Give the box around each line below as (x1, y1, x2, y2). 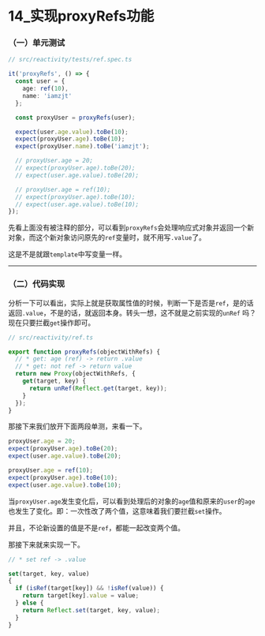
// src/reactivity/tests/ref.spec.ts (8, 56, 132, 64)
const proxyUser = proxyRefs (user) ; (15, 114, 136, 122)
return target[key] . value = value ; (22, 592, 140, 600)
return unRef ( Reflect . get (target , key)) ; (28, 384, 168, 392)
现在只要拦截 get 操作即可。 (8, 317, 95, 327)
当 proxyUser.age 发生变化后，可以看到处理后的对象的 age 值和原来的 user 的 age (8, 496, 256, 506)
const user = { (15, 77, 65, 85)
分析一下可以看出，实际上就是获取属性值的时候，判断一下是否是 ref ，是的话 (8, 297, 254, 308)
